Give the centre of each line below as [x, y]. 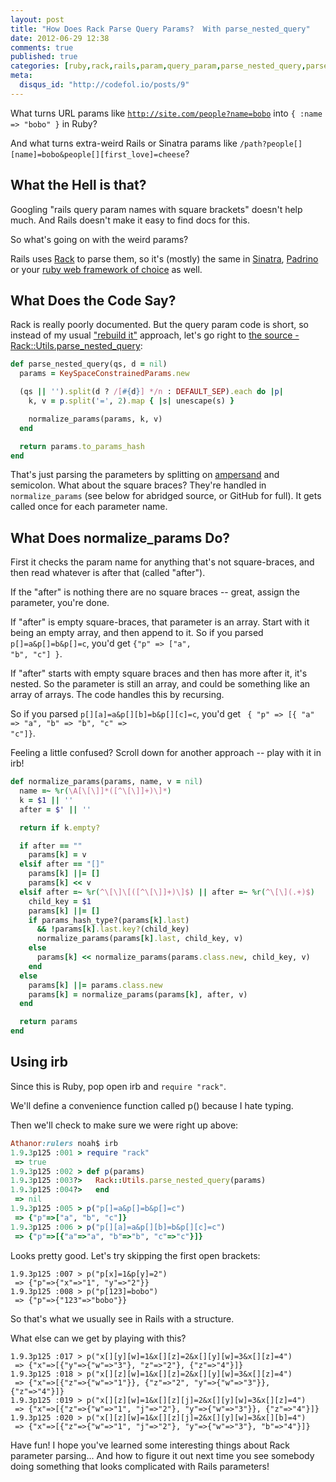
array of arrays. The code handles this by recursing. [117, 695]
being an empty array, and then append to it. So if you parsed [137, 633]
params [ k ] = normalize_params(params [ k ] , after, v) [138, 994]
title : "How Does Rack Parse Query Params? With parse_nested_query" [160, 29]
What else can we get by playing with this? [98, 1338]
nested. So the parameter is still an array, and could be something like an [160, 684]
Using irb [39, 1062]
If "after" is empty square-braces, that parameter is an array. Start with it [160, 622]
